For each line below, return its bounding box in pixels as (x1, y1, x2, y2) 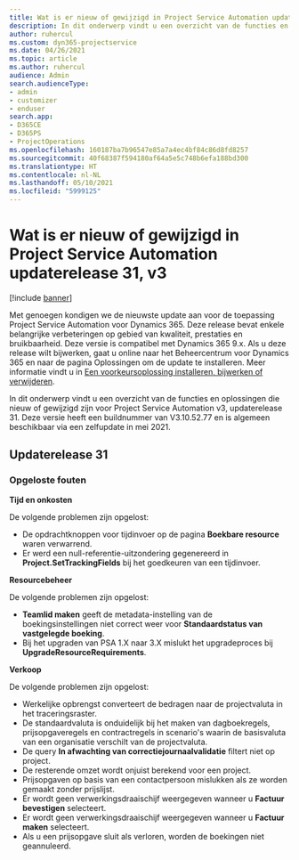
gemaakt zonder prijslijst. (21, 783, 116, 794)
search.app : (9, 112, 53, 121)
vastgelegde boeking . (21, 628, 105, 638)
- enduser (9, 104, 46, 113)
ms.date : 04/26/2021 (9, 46, 86, 55)
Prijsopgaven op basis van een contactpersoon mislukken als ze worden (21, 774, 287, 784)
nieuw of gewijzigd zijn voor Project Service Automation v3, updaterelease (9, 402, 283, 413)
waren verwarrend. (21, 538, 93, 548)
